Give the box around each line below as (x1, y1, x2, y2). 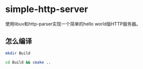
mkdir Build (5, 50, 30, 56)
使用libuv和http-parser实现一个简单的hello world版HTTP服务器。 (5, 21, 141, 27)
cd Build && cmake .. (5, 59, 51, 65)
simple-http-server (5, 4, 88, 15)
